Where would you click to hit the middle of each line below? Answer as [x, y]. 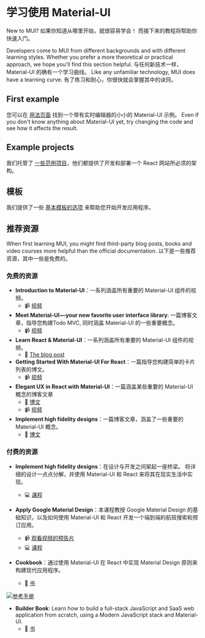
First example [33, 99]
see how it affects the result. [42, 128]
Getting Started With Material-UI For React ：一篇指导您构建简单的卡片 [105, 362]
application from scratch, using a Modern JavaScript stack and [95, 615]
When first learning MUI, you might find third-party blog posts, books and [99, 244]
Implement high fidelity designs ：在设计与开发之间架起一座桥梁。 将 [103, 466]
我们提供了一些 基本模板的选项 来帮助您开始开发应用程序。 [80, 207]
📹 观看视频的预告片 [49, 538]
